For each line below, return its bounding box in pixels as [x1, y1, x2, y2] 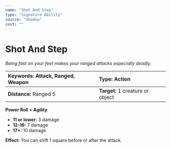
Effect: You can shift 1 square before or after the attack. [5, 137, 122, 143]
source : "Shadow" [5, 17, 42, 22]
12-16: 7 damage [12, 122, 48, 128]
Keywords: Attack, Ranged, [8, 72, 75, 79]
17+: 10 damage [12, 128, 46, 134]
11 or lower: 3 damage [12, 116, 60, 123]
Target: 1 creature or [99, 87, 149, 95]
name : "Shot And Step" [5, 7, 53, 13]
